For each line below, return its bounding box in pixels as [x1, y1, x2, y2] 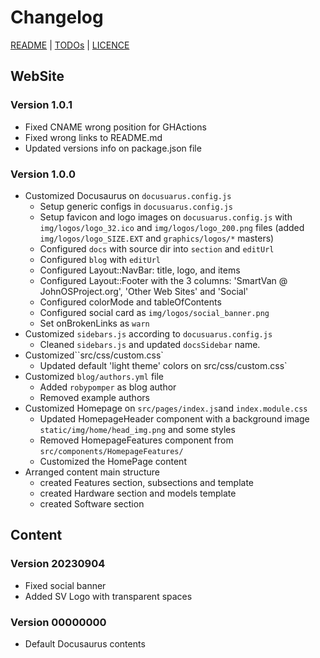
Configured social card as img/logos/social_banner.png [39, 306, 270, 318]
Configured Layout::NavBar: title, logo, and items [39, 264, 241, 276]
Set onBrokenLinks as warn [39, 317, 150, 329]
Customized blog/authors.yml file [24, 370, 164, 382]
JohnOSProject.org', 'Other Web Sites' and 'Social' [39, 285, 249, 297]
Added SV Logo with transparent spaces [24, 590, 193, 602]
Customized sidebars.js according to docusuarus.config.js [24, 327, 273, 340]
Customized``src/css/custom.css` [24, 349, 164, 361]
